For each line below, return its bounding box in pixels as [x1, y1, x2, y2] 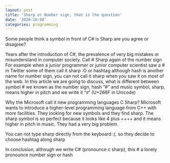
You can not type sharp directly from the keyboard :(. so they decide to [5, 131, 155, 137]
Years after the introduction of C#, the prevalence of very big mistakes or [5, 51, 159, 57]
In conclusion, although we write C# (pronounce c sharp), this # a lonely [5, 147, 157, 153]
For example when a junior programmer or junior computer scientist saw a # [5, 62, 165, 68]
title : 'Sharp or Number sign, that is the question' [5, 12, 123, 17]
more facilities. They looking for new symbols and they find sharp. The [5, 110, 154, 116]
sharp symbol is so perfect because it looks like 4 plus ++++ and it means [5, 116, 161, 122]
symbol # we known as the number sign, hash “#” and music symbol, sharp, [5, 84, 165, 90]
